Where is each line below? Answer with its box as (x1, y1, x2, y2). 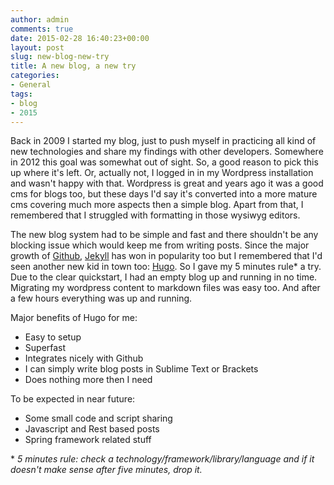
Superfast (24, 342, 67, 354)
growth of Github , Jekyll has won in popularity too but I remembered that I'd (10, 250, 323, 262)
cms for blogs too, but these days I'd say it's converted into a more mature (10, 188, 318, 200)
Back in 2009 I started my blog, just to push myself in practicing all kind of (10, 135, 317, 147)
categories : (10, 71, 60, 81)
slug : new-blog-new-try (10, 52, 110, 62)
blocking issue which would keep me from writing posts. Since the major (10, 239, 310, 251)
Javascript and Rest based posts (24, 423, 160, 435)
